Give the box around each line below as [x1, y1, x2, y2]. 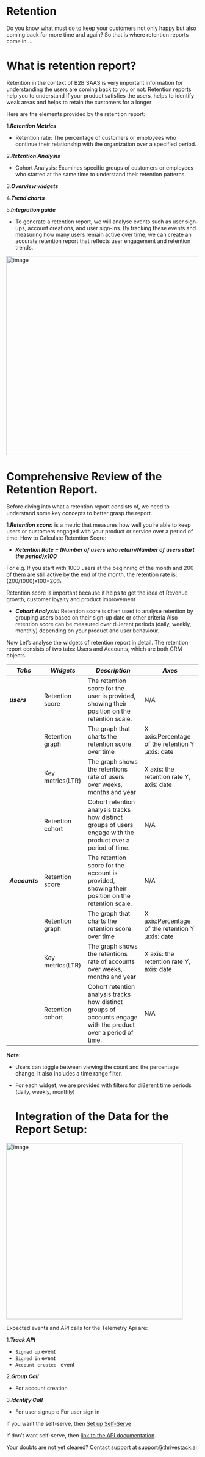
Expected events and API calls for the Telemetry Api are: [6, 1324, 148, 1331]
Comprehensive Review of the [6, 470, 162, 483]
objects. [6, 651, 27, 659]
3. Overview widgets [6, 182, 59, 190]
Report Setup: [15, 1123, 87, 1136]
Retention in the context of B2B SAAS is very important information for [6, 79, 183, 86]
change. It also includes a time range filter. [15, 1069, 123, 1077]
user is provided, [87, 692, 136, 700]
